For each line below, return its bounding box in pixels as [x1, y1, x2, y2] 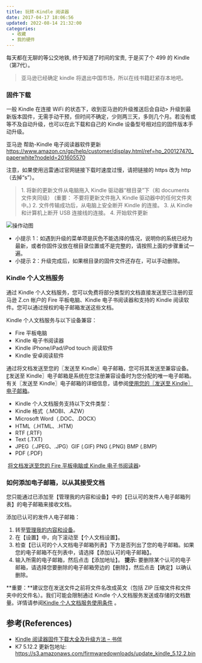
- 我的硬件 [11, 37, 35, 43]
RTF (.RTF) [14, 429, 42, 436]
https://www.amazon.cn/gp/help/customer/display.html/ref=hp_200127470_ [6, 148, 194, 155]
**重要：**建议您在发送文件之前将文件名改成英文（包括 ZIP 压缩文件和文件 [6, 584, 191, 591]
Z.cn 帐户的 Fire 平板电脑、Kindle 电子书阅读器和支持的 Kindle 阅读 [17, 296, 185, 304]
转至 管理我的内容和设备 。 [14, 526, 79, 533]
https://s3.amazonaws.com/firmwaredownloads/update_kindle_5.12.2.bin [14, 650, 196, 657]
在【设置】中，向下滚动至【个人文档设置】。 [14, 533, 123, 541]
